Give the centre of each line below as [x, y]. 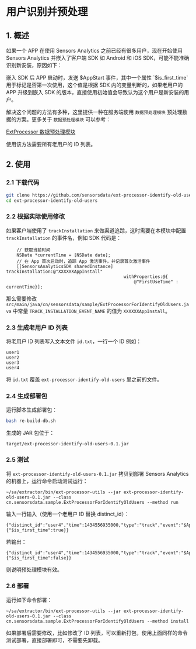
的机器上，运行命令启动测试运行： [47, 481]
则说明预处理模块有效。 [34, 569]
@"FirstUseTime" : [156, 281]
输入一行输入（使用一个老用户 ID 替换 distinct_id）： [68, 514]
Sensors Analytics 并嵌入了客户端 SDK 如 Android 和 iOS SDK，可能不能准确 [98, 58]
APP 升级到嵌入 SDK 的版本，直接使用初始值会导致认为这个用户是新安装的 [95, 92]
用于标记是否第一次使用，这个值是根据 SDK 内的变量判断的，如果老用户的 [94, 85]
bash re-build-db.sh [31, 421]
